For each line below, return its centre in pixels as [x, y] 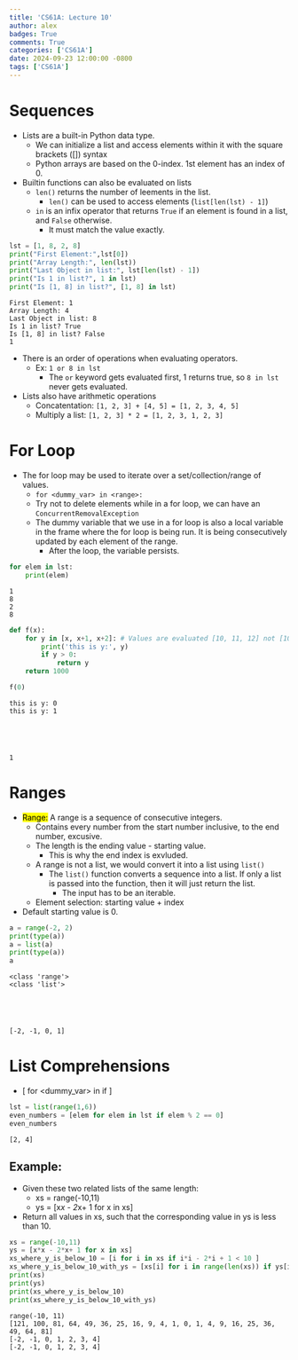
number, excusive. [69, 836]
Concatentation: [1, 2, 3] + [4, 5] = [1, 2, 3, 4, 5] [137, 405]
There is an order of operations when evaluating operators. [130, 358]
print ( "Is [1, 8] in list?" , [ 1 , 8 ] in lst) [93, 287]
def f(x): [27, 630]
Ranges [38, 793]
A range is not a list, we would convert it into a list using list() [150, 864]
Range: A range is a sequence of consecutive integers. [122, 817]
